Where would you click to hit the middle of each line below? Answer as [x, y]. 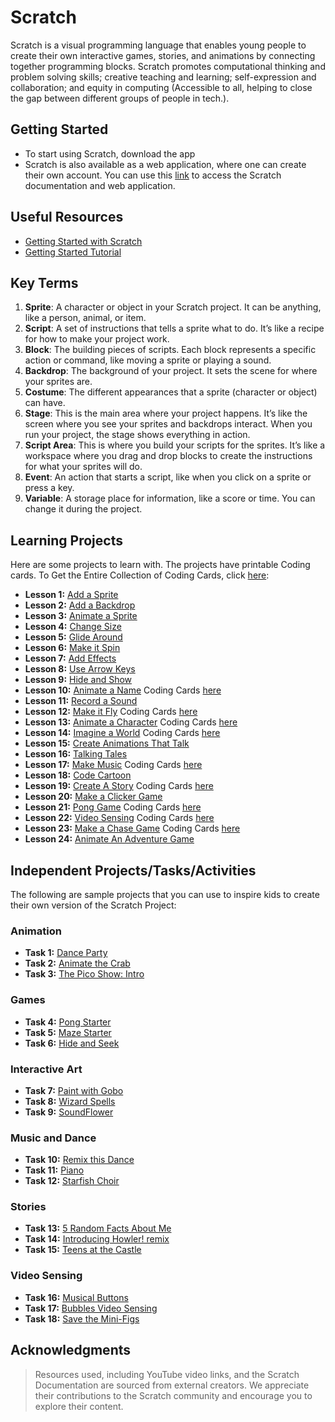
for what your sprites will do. [83, 467]
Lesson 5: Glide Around [73, 637]
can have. [45, 403]
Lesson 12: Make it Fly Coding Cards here [111, 712]
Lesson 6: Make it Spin [72, 648]
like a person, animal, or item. [85, 318]
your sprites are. [58, 382]
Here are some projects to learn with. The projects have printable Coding [160, 565]
